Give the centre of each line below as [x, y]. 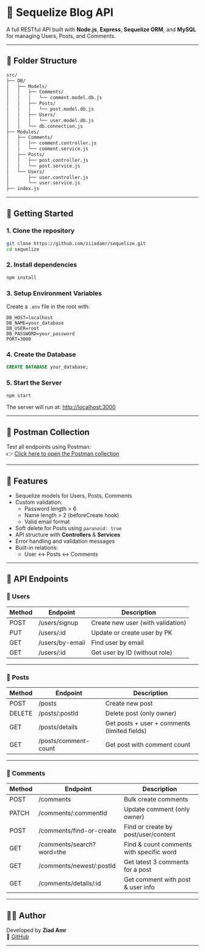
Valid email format [47, 522]
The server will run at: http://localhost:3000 [61, 407]
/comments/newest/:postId [77, 866]
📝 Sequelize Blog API [60, 13]
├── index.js [23, 189]
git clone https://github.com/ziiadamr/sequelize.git [76, 243]
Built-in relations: [37, 548]
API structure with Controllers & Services [68, 535]
